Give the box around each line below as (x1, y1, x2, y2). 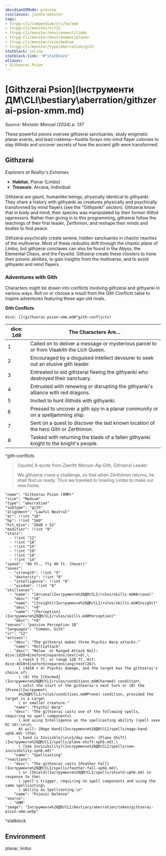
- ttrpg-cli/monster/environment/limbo (5, 30, 87, 35)
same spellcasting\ (5, 783, 45, 788)
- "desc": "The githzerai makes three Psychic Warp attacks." (9, 640, 140, 645)
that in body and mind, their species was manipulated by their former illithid (5, 209, 159, 215)
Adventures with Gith (5, 273, 58, 280)
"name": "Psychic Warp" (14, 705, 63, 710)
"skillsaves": (5, 588, 35, 593)
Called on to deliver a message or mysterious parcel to (30, 340, 157, 347)
